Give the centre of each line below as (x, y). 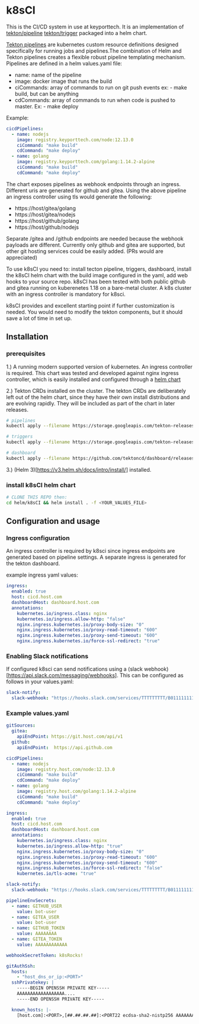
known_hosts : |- (31, 1010)
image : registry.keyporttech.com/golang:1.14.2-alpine (86, 162)
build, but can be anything (46, 94)
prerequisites (26, 354)
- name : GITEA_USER (36, 917)
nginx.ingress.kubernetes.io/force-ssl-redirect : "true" (89, 641)
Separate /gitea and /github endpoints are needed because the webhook (95, 238)
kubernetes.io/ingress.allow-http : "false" (71, 619)
